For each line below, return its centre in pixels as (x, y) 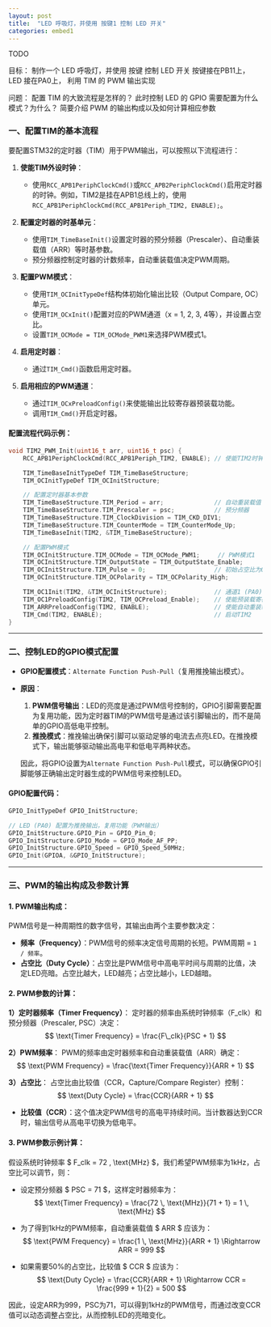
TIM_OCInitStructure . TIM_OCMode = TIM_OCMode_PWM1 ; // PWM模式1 (139, 555)
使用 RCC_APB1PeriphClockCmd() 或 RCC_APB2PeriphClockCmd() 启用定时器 (147, 184)
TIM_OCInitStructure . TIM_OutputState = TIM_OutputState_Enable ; (133, 562)
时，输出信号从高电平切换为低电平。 (80, 1122)
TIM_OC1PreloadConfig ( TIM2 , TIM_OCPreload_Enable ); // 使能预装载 (139, 600)
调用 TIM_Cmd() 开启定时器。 (77, 413)
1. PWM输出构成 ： (39, 906)
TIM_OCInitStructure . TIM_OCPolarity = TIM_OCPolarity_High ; (126, 578)
